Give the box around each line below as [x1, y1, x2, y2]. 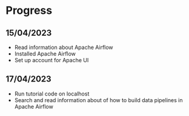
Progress [5, 4, 53, 18]
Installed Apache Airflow [14, 50, 76, 57]
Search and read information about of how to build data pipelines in [14, 96, 183, 103]
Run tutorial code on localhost [14, 90, 90, 97]
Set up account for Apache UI [14, 57, 89, 63]
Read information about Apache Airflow [14, 43, 113, 51]
